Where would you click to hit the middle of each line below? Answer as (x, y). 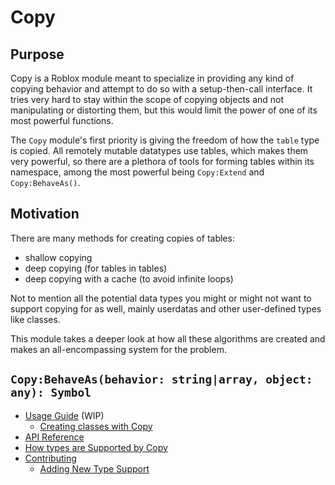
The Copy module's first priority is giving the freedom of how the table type (165, 140)
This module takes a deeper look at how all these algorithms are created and (168, 338)
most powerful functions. (62, 120)
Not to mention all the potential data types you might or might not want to (161, 298)
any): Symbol (51, 393)
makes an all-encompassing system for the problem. (118, 349)
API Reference (54, 437)
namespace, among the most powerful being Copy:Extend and (137, 172)
